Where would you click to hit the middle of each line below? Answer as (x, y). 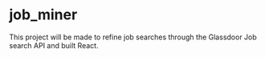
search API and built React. (54, 45)
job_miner (43, 15)
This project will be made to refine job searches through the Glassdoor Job (133, 37)
